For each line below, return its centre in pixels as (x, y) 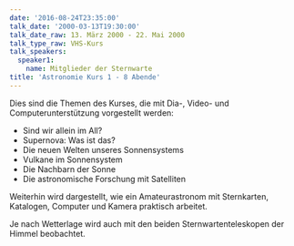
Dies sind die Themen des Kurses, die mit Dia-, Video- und (119, 103)
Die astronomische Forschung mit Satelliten (104, 179)
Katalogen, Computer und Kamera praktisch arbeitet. (108, 206)
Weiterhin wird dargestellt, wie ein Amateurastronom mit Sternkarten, (139, 196)
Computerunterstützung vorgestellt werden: (92, 113)
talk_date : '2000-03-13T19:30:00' (75, 26)
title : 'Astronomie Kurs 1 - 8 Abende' (85, 77)
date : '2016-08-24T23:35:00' (65, 18)
